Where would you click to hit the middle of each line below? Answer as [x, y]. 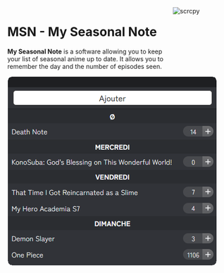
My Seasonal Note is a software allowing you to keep [85, 51]
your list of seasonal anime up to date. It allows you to [86, 58]
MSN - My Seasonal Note [82, 32]
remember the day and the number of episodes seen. [85, 66]
